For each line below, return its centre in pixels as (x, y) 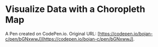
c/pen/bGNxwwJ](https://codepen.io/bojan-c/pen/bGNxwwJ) (69, 39)
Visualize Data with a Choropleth (75, 9)
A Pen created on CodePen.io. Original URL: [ (52, 33)
